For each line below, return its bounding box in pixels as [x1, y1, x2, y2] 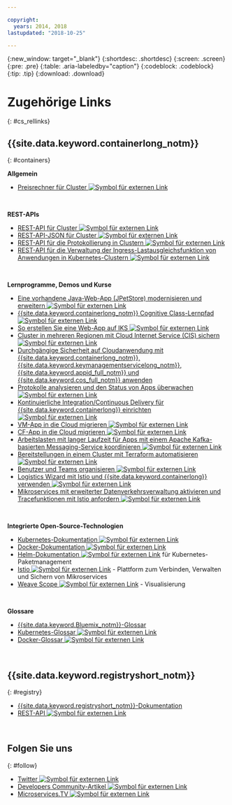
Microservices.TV [17, 790, 68, 798]
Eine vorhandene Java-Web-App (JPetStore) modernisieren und [17, 294, 203, 303]
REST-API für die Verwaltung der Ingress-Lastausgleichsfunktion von [17, 246, 217, 255]
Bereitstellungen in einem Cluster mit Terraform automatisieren [17, 450, 198, 459]
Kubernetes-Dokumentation [17, 536, 98, 544]
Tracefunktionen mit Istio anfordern [17, 494, 120, 504]
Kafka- [192, 435, 213, 444]
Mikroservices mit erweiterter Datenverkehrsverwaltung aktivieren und [17, 487, 222, 496]
